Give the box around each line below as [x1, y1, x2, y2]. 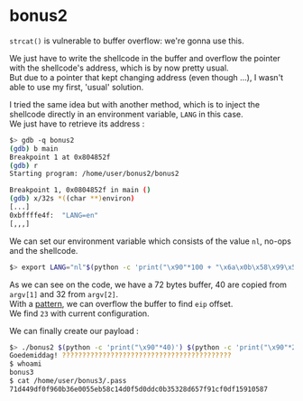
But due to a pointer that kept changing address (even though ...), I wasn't [9, 71, 284, 82]
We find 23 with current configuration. [9, 308, 151, 319]
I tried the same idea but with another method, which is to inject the [9, 98, 260, 109]
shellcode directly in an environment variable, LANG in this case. [9, 108, 243, 119]
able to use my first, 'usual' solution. [9, 81, 144, 92]
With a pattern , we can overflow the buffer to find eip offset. [9, 298, 234, 309]
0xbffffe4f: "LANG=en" [9, 210, 99, 219]
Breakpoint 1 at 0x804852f [9, 153, 111, 162]
